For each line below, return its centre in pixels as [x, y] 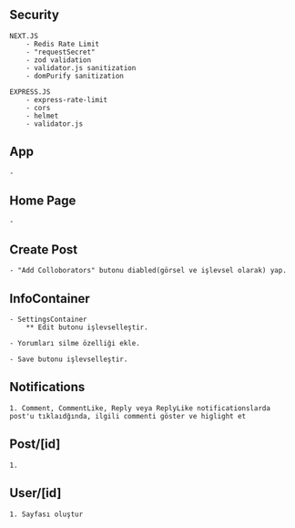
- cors [38, 108]
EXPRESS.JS [30, 92]
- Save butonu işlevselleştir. [69, 359]
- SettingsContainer [49, 320]
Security [34, 15]
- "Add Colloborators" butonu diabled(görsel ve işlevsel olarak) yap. [148, 271]
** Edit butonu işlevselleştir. [87, 327]
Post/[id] [35, 445]
